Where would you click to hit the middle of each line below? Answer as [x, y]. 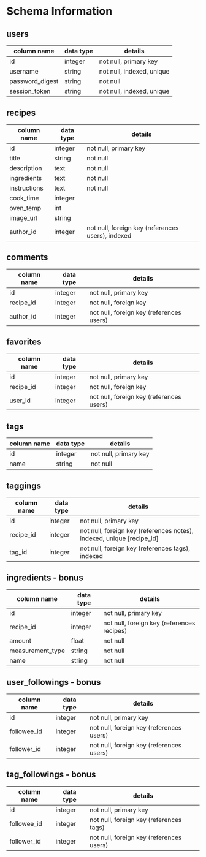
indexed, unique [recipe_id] [119, 538]
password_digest [34, 81]
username [24, 71]
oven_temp [25, 208]
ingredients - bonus [45, 578]
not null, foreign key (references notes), [137, 531]
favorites [24, 342]
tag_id [18, 553]
